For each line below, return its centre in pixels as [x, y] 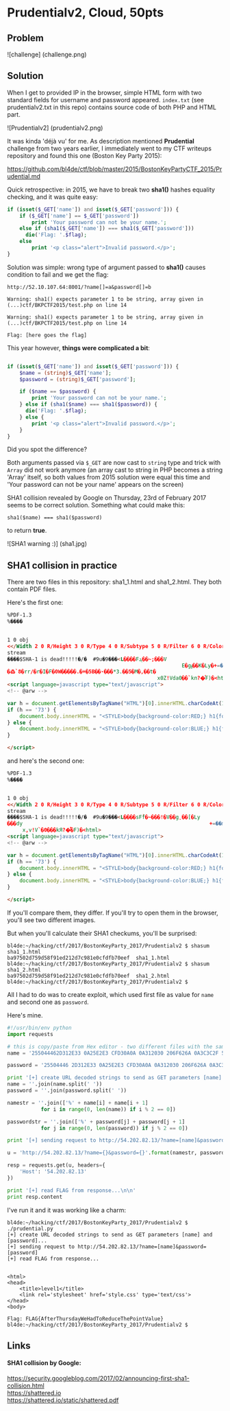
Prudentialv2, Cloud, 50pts [86, 13]
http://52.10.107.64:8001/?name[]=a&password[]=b [79, 287]
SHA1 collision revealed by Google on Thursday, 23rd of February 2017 [107, 498]
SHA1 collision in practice [62, 565]
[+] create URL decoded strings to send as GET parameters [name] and [110, 1235]
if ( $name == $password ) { [58, 392]
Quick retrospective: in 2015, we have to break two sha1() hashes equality [111, 190]
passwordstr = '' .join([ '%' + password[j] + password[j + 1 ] [96, 1122]
